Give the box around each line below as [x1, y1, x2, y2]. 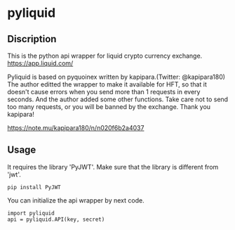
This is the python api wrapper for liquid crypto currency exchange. [7, 51, 203, 60]
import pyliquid [7, 210, 55, 217]
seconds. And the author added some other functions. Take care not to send [7, 95, 229, 103]
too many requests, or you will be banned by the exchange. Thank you [7, 103, 211, 110]
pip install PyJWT [7, 184, 61, 191]
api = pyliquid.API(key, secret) [7, 216, 105, 223]
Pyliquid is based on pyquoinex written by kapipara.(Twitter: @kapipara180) [7, 72, 226, 81]
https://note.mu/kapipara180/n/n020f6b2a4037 [7, 124, 145, 132]
